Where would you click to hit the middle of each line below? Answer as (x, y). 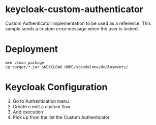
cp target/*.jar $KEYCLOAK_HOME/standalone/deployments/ (67, 67)
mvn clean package (25, 62)
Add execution (28, 112)
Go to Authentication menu (41, 101)
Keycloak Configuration (56, 87)
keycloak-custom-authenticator (74, 9)
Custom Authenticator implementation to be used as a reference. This (78, 23)
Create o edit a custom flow (42, 106)
